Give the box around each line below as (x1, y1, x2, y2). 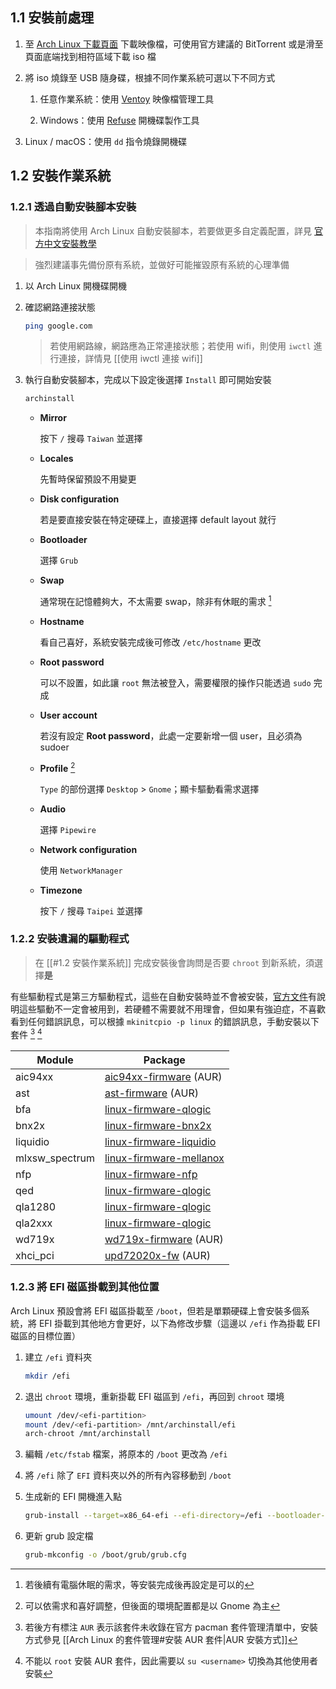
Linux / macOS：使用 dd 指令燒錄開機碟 (24, 135, 188, 147)
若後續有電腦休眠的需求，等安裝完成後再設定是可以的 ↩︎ (24, 1579, 255, 1591)
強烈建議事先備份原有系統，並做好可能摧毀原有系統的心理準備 (34, 258, 290, 270)
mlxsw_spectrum (15, 1151, 95, 1165)
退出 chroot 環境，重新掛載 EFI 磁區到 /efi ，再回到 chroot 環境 (24, 1390, 285, 1402)
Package (143, 1053, 186, 1067)
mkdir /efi (24, 1371, 71, 1381)
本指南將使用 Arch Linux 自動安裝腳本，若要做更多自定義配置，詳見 (34, 224, 313, 237)
